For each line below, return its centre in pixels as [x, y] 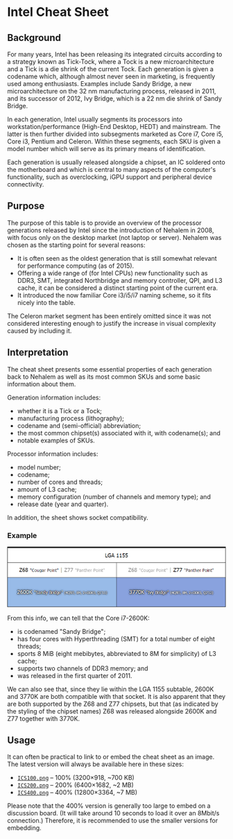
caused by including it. [40, 331]
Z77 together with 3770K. [44, 718]
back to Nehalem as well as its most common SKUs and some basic [104, 377]
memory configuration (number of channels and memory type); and [114, 496]
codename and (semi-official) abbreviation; [79, 425]
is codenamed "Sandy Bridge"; [61, 631]
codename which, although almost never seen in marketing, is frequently [111, 76]
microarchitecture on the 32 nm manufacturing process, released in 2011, [112, 91]
